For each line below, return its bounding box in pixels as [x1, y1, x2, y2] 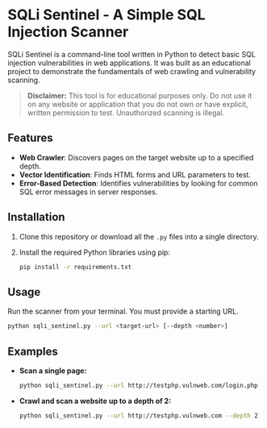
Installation [7, 210, 65, 224]
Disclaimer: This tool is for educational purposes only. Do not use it [27, 90, 252, 100]
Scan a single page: [19, 365, 87, 376]
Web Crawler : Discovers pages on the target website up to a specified [19, 152, 254, 162]
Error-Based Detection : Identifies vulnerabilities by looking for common [19, 178, 258, 188]
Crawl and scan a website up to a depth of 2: [19, 396, 172, 405]
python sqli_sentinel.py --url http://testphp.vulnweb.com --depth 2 [19, 411, 259, 420]
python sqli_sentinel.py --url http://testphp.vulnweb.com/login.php [19, 381, 259, 389]
